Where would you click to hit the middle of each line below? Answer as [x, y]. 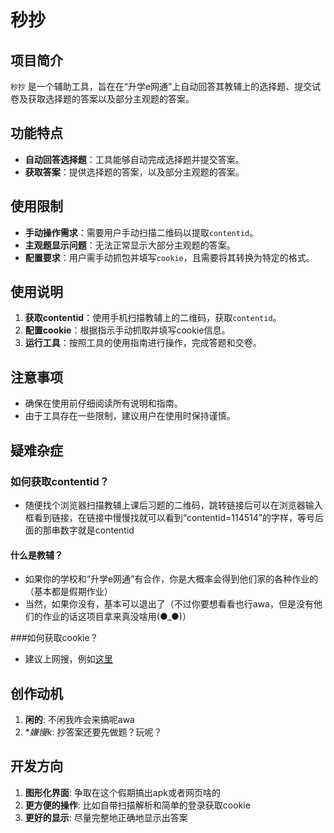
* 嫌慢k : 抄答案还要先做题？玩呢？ [93, 732]
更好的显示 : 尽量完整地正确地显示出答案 [106, 817]
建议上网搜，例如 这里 [68, 659]
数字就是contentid [97, 530]
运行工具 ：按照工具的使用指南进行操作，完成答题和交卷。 [143, 343]
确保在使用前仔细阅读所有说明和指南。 [103, 403]
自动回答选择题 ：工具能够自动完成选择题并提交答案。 [134, 159]
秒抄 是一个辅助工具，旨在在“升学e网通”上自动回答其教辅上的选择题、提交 [161, 86]
